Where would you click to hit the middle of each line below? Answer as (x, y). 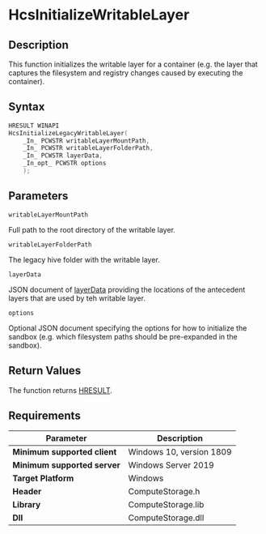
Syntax (27, 107)
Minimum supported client (65, 452)
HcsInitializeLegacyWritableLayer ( (68, 133)
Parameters (38, 196)
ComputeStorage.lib (166, 505)
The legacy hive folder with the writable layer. (84, 259)
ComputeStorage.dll (166, 518)
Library (27, 505)
